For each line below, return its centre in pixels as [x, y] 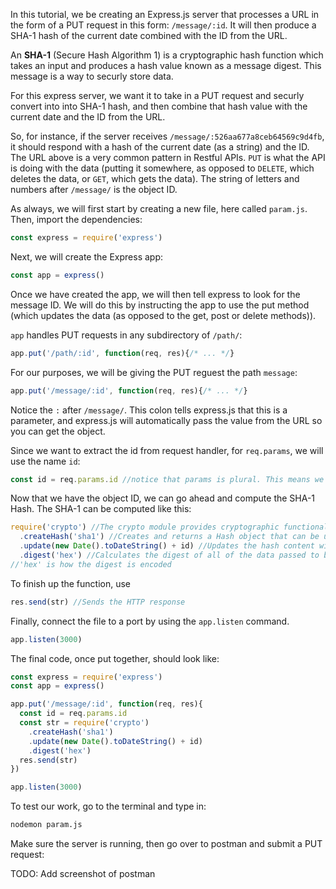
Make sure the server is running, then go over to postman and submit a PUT [166, 843]
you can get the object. [58, 431]
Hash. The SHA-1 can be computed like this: [101, 509]
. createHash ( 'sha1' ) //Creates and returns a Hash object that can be [169, 537]
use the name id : [45, 461]
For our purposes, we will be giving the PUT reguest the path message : [154, 372]
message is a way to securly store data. [92, 76]
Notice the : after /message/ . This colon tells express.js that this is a [149, 410]
